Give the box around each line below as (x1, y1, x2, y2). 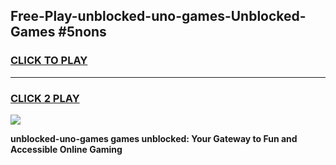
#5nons (58, 24, 107, 41)
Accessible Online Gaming (10, 143, 123, 155)
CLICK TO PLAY (10, 54, 88, 68)
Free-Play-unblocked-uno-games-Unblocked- (10, 8, 307, 25)
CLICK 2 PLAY (10, 91, 80, 105)
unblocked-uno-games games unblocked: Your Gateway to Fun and (10, 132, 298, 144)
